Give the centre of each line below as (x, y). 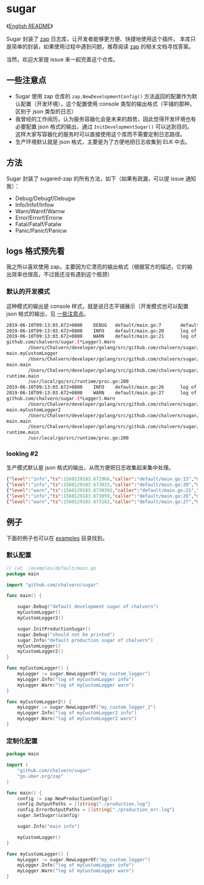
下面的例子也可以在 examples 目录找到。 (57, 538)
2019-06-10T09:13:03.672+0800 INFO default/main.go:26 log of (102, 388)
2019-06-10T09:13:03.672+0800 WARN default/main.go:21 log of (102, 337)
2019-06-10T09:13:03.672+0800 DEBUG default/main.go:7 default (103, 325)
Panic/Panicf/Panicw (41, 230)
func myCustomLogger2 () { (39, 702)
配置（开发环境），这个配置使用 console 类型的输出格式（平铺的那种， (108, 104)
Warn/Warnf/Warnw (40, 211)
